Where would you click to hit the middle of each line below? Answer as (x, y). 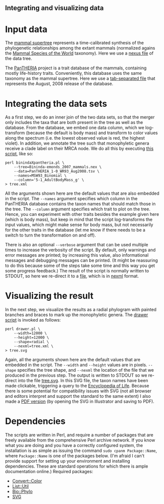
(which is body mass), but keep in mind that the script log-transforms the (79, 220)
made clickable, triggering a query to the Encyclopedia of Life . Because (77, 386)
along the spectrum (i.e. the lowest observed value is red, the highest (75, 138)
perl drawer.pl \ (23, 329)
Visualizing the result (49, 296)
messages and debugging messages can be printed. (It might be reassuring (82, 261)
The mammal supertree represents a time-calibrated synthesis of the (75, 43)
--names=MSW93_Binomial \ (40, 176)
